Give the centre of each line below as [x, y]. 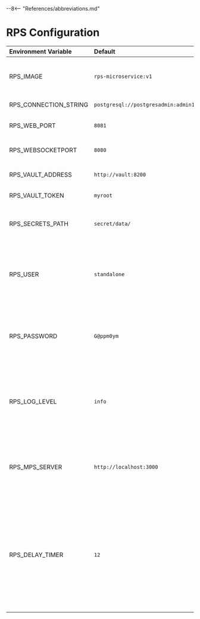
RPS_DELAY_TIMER [36, 555]
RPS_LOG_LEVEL [33, 401]
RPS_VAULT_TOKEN [37, 195]
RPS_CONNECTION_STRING [49, 105]
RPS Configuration [53, 33]
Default [105, 51]
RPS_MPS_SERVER [36, 467]
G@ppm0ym [107, 336]
